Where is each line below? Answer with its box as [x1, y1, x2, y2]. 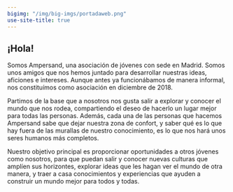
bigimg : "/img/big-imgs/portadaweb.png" [7, 10, 127, 17]
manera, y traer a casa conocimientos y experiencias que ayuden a [7, 170, 201, 178]
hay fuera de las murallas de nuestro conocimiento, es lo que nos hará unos [7, 126, 226, 135]
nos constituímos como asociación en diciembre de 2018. [7, 83, 174, 91]
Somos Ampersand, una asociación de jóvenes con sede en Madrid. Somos [7, 61, 225, 70]
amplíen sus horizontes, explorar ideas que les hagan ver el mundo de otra [7, 162, 223, 171]
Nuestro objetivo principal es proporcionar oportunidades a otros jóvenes [7, 147, 219, 156]
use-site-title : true [7, 17, 71, 24]
